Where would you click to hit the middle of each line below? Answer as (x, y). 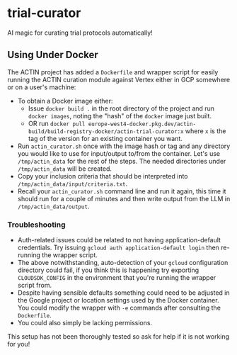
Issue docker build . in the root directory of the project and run (121, 108)
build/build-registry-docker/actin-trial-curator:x (106, 131)
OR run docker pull (57, 123)
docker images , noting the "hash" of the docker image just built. (120, 115)
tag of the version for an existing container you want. (105, 138)
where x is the (206, 131)
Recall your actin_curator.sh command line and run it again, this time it (122, 191)
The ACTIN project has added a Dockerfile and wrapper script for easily (113, 72)
